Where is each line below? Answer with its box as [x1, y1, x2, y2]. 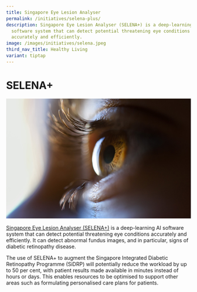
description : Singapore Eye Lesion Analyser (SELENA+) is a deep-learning [6, 22, 193, 28]
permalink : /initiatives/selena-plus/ [6, 15, 101, 22]
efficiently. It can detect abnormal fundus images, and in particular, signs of [6, 237, 189, 244]
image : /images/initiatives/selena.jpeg [6, 40, 107, 46]
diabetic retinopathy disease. [6, 243, 76, 250]
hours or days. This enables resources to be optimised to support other [6, 273, 178, 280]
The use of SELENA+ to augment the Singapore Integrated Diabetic [6, 254, 168, 262]
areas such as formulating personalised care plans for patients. [6, 279, 159, 287]
